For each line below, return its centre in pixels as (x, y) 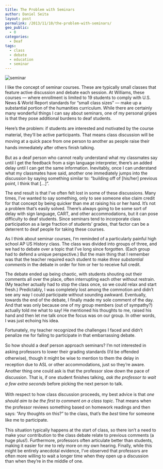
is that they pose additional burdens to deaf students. (58, 118)
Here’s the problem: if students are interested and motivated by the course (79, 128)
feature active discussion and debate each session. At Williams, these (75, 93)
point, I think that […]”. (27, 184)
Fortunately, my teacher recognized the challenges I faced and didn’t (74, 330)
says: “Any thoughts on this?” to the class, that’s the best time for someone (80, 414)
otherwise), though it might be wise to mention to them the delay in (72, 358)
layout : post (18, 19)
